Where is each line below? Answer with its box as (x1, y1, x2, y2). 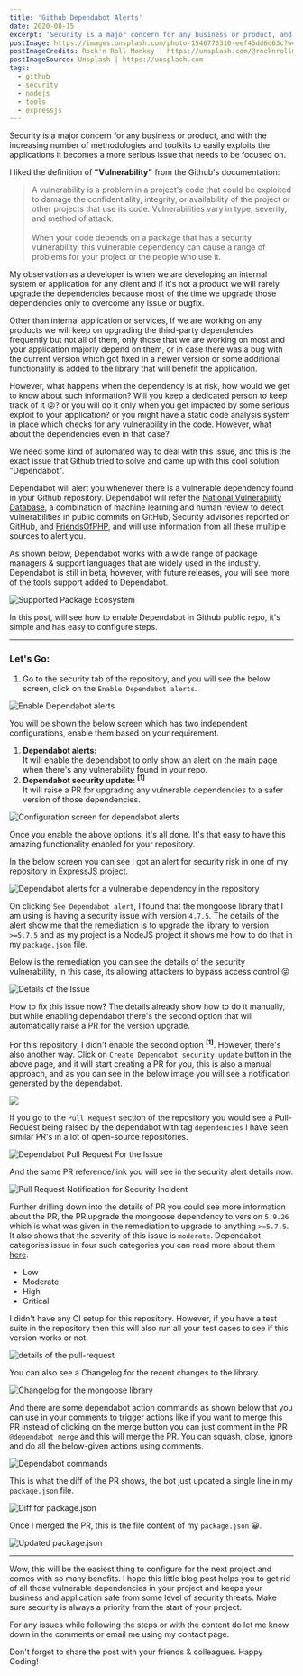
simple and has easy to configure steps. (9, 622, 158, 633)
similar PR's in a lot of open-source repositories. (9, 1131, 188, 1142)
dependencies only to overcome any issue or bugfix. (9, 298, 205, 309)
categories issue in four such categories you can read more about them (9, 1239, 276, 1250)
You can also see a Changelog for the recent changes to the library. (9, 1366, 261, 1377)
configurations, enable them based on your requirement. (9, 727, 219, 738)
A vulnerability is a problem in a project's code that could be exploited (31, 184, 291, 195)
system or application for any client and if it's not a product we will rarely (9, 279, 280, 290)
